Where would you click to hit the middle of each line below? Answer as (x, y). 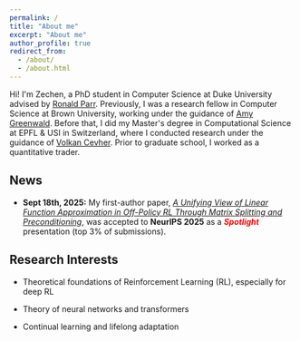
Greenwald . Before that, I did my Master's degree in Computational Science (150, 122)
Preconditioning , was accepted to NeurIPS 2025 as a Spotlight (141, 221)
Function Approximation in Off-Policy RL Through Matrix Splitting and (152, 212)
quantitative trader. (45, 151)
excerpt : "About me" (48, 34)
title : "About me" (44, 26)
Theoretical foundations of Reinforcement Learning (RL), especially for (154, 281)
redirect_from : (38, 52)
